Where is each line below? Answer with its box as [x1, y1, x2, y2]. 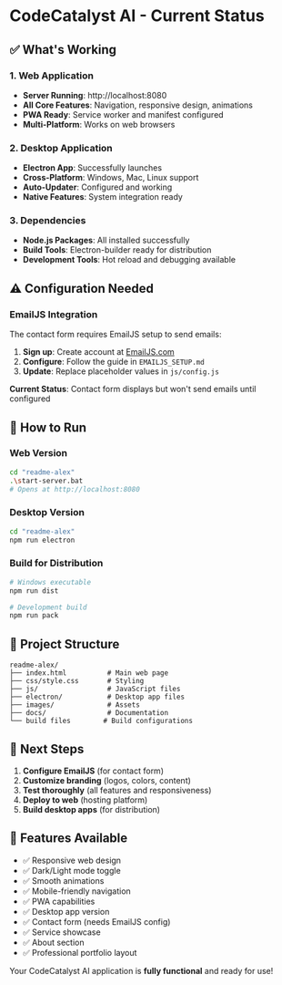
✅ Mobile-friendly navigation [22, 886, 132, 897]
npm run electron [9, 535, 76, 544]
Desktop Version [9, 506, 85, 519]
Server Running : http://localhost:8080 [22, 89, 167, 100]
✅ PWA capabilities [22, 896, 96, 907]
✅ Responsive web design [22, 855, 121, 866]
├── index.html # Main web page [9, 669, 169, 678]
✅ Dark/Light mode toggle [22, 865, 121, 876]
